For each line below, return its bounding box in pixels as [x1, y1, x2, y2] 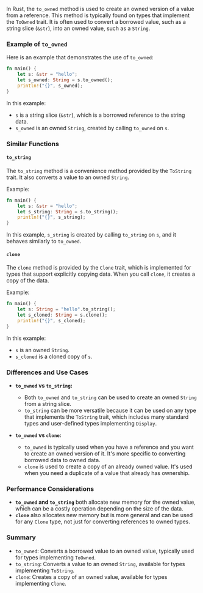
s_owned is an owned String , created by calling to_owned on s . [15, 124, 169, 131]
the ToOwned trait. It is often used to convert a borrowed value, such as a [6, 18, 186, 25]
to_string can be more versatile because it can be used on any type [24, 407, 196, 414]
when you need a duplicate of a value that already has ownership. [24, 470, 190, 477]
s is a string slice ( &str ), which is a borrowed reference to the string [15, 111, 185, 119]
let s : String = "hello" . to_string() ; [17, 306, 116, 312]
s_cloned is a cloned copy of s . [15, 353, 93, 360]
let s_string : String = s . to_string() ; [17, 208, 119, 215]
